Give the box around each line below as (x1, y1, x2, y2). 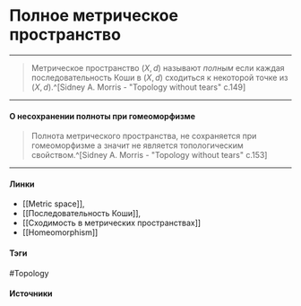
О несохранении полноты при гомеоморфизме (9, 110, 195, 121)
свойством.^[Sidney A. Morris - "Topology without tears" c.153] (30, 150, 268, 161)
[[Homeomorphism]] (21, 227, 99, 238)
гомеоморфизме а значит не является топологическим (30, 140, 244, 151)
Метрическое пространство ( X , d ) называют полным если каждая (30, 62, 285, 73)
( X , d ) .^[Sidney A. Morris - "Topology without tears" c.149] (30, 82, 246, 92)
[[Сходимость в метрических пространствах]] (21, 217, 202, 229)
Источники (9, 288, 53, 299)
